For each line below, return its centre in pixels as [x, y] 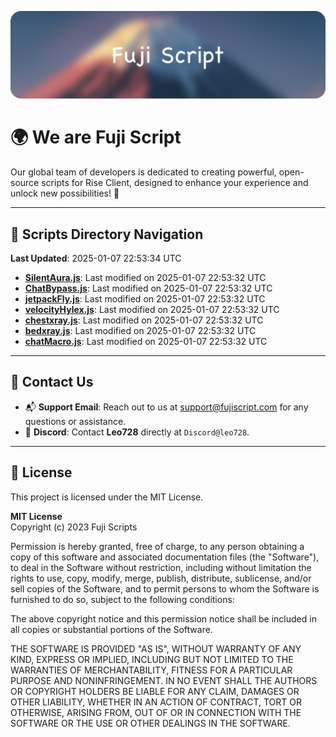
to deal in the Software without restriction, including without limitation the [161, 567]
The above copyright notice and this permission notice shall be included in [163, 618]
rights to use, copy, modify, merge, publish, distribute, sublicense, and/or [161, 578]
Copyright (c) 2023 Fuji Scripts [74, 527]
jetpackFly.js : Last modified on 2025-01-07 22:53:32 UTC [145, 299]
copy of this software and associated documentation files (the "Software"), [165, 557]
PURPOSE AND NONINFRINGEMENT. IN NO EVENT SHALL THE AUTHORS [164, 680]
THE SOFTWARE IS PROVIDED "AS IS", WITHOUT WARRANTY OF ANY [156, 648]
